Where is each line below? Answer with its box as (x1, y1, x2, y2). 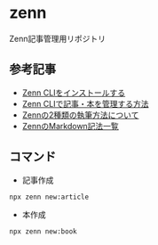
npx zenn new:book (9, 226, 77, 236)
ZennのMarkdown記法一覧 (21, 120, 120, 131)
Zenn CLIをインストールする (21, 87, 126, 98)
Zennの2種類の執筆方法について (21, 110, 139, 120)
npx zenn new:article (9, 192, 90, 201)
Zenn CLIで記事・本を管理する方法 (21, 98, 149, 109)
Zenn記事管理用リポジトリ (9, 33, 107, 44)
